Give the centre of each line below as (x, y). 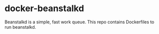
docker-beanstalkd (44, 8)
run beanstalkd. (20, 27)
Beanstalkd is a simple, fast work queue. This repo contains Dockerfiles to (79, 22)
